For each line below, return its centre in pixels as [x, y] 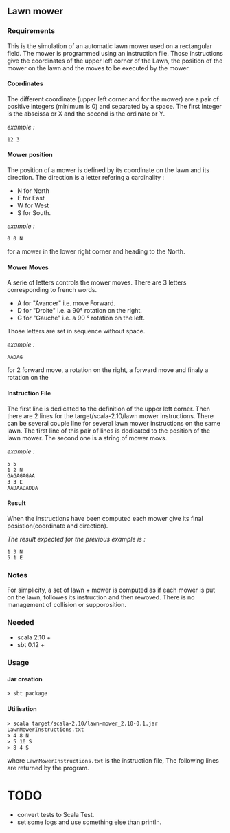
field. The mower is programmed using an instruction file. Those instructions [115, 53]
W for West [33, 205]
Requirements [31, 31]
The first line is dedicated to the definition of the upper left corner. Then [109, 409]
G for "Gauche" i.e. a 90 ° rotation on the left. [81, 318]
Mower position [30, 155]
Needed [21, 622]
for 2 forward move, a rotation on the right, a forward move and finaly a [108, 370]
